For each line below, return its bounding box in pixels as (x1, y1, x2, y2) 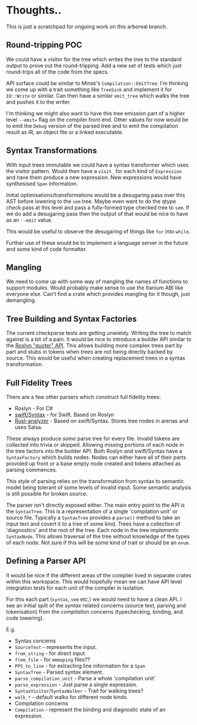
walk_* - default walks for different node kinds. (14, 693, 128, 700)
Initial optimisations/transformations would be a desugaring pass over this (6, 191, 185, 198)
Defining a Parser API (6, 556, 86, 566)
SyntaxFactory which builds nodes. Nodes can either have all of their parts (6, 454, 186, 461)
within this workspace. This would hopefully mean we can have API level (6, 578, 182, 585)
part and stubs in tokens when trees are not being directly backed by (6, 348, 173, 355)
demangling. (6, 297, 36, 304)
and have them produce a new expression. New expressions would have (6, 174, 182, 181)
